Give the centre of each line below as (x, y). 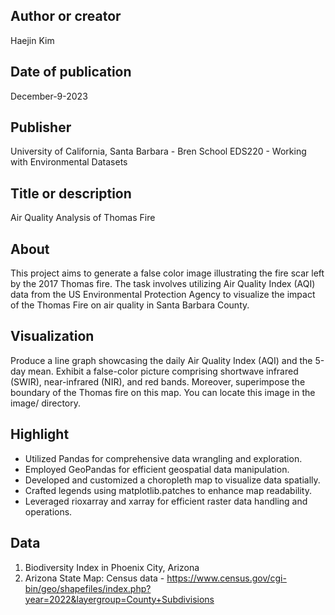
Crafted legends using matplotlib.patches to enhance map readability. (168, 490)
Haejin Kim (32, 40)
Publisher (41, 127)
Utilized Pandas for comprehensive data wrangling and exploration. (163, 458)
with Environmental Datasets (69, 162)
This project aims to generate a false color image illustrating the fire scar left (167, 273)
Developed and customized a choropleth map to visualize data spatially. (172, 480)
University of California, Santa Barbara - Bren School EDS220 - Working (158, 151)
